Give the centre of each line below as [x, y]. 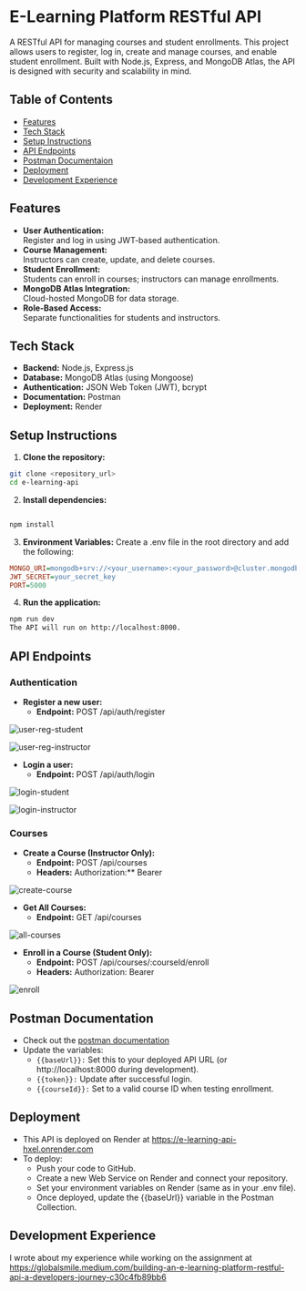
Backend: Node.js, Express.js [78, 368]
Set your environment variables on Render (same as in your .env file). [166, 1187]
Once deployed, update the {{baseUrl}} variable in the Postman [155, 1197]
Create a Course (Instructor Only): [89, 853]
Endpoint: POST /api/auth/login [95, 774]
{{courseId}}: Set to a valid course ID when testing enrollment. [155, 1088]
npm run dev [32, 620]
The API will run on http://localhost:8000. [95, 628]
